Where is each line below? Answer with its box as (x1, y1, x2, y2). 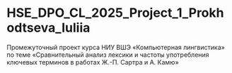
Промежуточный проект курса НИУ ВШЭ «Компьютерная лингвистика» (6, 43, 226, 51)
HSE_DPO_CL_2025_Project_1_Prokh (6, 5, 224, 21)
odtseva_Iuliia (6, 20, 91, 36)
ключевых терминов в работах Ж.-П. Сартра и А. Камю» (6, 58, 180, 66)
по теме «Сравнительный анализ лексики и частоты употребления (6, 51, 209, 59)
